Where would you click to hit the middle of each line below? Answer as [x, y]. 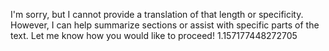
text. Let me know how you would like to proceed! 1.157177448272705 [154, 35]
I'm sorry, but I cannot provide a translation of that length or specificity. [157, 14]
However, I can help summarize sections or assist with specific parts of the [165, 25]
